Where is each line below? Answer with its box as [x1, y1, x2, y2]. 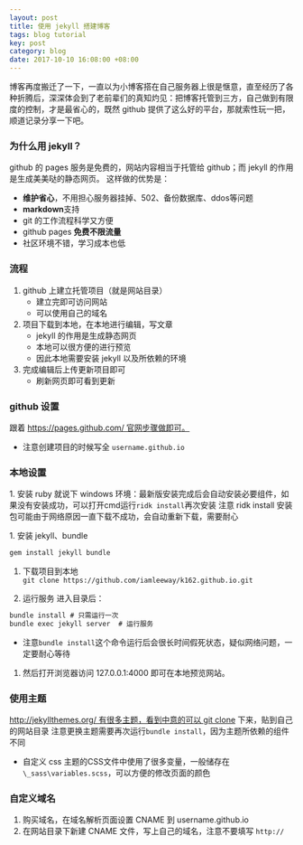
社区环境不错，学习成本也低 [22, 238, 126, 249]
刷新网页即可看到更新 [35, 375, 115, 386]
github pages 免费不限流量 [22, 227, 122, 238]
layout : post [9, 13, 59, 23]
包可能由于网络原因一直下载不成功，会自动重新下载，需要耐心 [9, 512, 239, 522]
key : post [9, 38, 47, 48]
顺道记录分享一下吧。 [9, 115, 88, 126]
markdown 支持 [22, 204, 80, 215]
